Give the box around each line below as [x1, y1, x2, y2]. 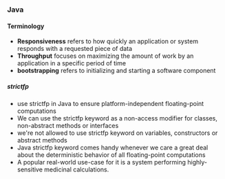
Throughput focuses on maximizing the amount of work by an [17, 52, 194, 60]
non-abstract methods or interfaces [17, 122, 119, 130]
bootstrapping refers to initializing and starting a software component [17, 67, 216, 75]
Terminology [7, 22, 45, 30]
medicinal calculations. [44, 165, 109, 173]
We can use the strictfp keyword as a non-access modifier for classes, [17, 114, 218, 123]
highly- [187, 158, 208, 167]
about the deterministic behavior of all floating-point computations [17, 151, 206, 159]
